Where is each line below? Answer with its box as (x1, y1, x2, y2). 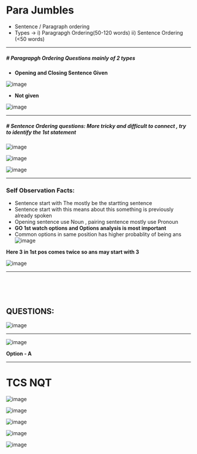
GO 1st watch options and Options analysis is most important (14, 224, 167, 232)
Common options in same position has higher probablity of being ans (14, 231, 182, 238)
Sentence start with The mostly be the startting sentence (14, 200, 152, 207)
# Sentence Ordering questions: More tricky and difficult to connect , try (6, 122, 186, 129)
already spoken (14, 212, 52, 219)
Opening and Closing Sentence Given (14, 69, 108, 76)
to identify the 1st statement (6, 129, 76, 136)
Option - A (6, 350, 32, 357)
